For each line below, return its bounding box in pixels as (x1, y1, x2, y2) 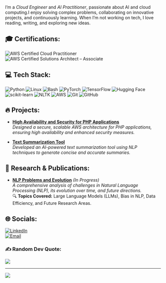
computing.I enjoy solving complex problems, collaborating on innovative (5, 9, 154, 15)
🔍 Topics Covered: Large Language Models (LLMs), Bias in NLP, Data (12, 193, 156, 199)
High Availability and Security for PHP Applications (12, 119, 120, 125)
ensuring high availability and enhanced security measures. (12, 130, 135, 136)
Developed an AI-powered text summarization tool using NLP (12, 144, 137, 150)
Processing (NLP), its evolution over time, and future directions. (12, 188, 142, 193)
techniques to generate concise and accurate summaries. (12, 149, 131, 155)
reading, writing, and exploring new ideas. (5, 20, 91, 26)
